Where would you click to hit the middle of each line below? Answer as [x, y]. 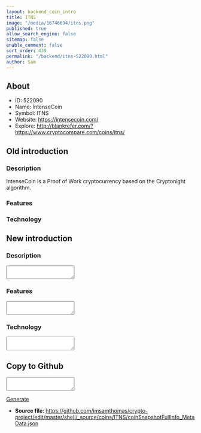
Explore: [25, 126]
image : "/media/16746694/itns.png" [51, 23]
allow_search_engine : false [41, 34]
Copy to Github [35, 366]
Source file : [30, 410]
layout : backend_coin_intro [41, 12]
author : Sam [21, 62]
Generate [18, 399]
